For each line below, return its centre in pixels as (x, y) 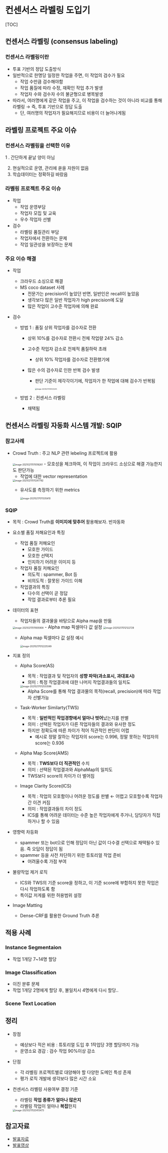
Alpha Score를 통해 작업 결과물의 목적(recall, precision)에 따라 (90, 691)
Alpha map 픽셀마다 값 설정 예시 (52, 638)
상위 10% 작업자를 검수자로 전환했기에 (72, 359)
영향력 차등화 (25, 832)
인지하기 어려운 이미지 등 (52, 561)
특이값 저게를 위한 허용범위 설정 (51, 895)
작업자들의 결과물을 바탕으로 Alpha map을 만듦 (66, 621)
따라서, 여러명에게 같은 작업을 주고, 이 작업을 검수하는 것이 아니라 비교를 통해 (87, 100)
